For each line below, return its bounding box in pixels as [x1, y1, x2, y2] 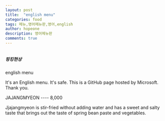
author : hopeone [5, 26, 40, 32]
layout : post [5, 7, 33, 13]
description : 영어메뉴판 [5, 31, 52, 36]
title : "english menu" [5, 12, 56, 17]
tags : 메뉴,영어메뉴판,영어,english [5, 21, 74, 27]
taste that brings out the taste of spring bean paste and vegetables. [5, 110, 146, 116]
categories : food [5, 17, 42, 22]
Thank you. [5, 84, 29, 90]
